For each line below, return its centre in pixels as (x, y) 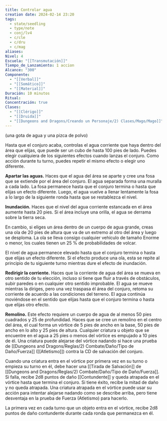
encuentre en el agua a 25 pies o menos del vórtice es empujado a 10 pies (81, 335)
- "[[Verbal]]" (25, 79)
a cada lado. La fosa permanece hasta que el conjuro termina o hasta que (81, 186)
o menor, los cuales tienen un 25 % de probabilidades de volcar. (71, 243)
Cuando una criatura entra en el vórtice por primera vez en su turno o (76, 361)
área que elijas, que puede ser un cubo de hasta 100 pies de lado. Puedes (81, 150)
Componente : (17, 75)
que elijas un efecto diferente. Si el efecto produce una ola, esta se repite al (83, 258)
